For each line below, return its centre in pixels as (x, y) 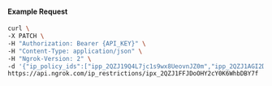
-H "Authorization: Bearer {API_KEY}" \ (77, 43)
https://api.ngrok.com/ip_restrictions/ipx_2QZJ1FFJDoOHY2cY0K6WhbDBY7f (133, 74)
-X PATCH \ (26, 37)
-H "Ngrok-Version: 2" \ (50, 58)
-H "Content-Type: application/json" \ (75, 51)
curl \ (19, 28)
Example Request (38, 11)
